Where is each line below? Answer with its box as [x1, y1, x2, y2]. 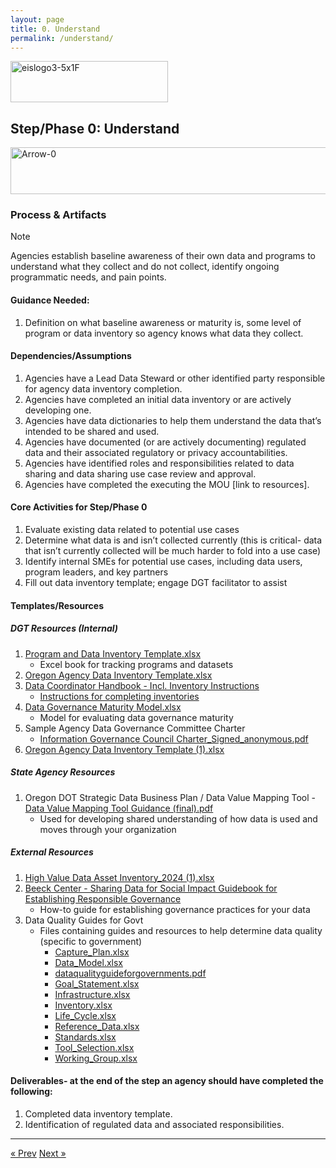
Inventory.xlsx [54, 999, 113, 1011]
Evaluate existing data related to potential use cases [24, 524, 240, 536]
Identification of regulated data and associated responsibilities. [24, 1118, 285, 1130]
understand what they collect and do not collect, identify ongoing [10, 261, 280, 273]
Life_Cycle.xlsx [54, 1009, 117, 1021]
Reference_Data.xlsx [54, 1020, 140, 1032]
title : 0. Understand [10, 24, 101, 34]
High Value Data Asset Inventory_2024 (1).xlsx [24, 871, 215, 883]
